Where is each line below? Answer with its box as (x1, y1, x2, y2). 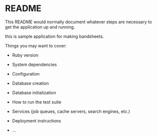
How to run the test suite (12, 99, 62, 105)
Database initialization (12, 90, 57, 95)
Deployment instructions (12, 118, 62, 123)
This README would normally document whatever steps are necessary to (5, 19, 152, 25)
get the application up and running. (5, 24, 75, 30)
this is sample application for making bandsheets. (5, 33, 104, 39)
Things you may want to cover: (5, 43, 67, 48)
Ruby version (12, 52, 39, 58)
